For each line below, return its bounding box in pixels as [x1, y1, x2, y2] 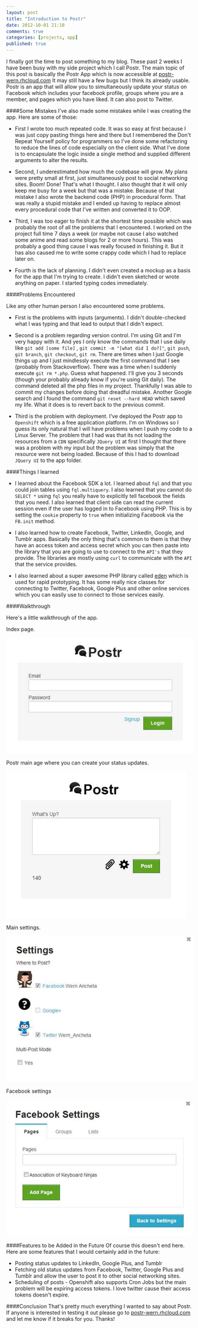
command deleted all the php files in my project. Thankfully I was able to [14, 382, 193, 389]
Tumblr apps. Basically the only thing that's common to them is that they [14, 535, 191, 543]
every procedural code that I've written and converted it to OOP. [14, 206, 172, 213]
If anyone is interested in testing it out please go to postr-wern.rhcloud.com [6, 1309, 191, 1316]
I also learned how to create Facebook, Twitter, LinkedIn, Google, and [14, 529, 185, 536]
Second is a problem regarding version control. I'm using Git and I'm [14, 332, 182, 338]
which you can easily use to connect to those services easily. [14, 591, 165, 598]
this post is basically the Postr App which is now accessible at [6, 71, 158, 77]
